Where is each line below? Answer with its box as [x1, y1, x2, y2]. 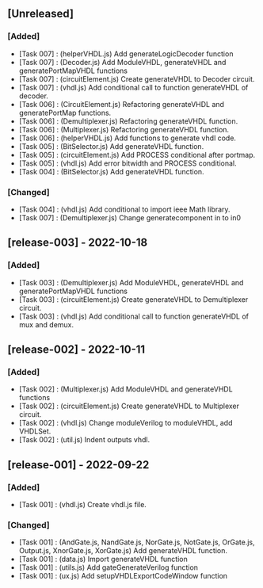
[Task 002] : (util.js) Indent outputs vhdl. [18, 435, 151, 445]
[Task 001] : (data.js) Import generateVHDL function [18, 555, 188, 564]
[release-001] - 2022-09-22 [7, 458, 150, 472]
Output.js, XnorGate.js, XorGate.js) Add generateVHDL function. [18, 546, 227, 556]
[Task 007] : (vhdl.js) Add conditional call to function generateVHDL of [18, 82, 249, 92]
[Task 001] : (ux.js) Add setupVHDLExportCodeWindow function [18, 571, 227, 581]
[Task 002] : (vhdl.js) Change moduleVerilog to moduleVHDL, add [18, 418, 233, 428]
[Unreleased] [7, 7, 74, 21]
